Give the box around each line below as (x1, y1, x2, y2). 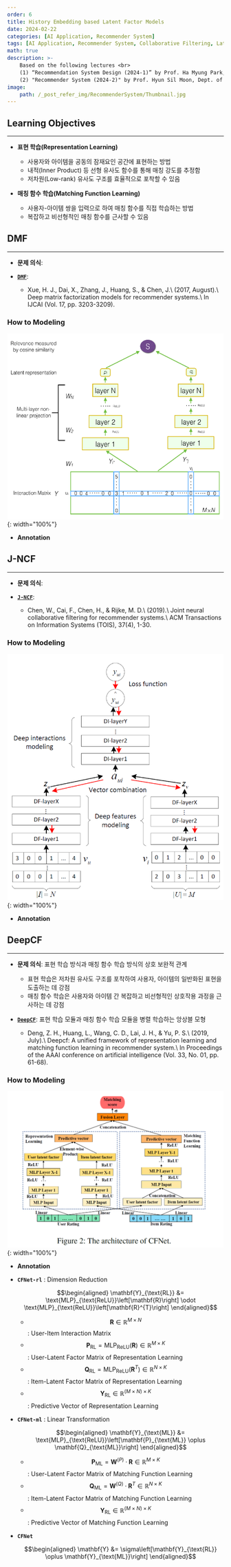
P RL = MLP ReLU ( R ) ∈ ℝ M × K (86, 1339, 166, 1350)
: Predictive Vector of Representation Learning (27, 1401, 159, 1410)
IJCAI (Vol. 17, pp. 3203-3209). (27, 300, 115, 308)
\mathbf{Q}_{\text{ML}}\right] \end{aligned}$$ (54, 1442, 187, 1451)
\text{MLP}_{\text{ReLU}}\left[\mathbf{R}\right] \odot (45, 1296, 196, 1304)
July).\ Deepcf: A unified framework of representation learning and (27, 1036, 217, 1044)
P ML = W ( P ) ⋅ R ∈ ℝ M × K (91, 1456, 160, 1467)
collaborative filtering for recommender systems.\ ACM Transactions (27, 613, 222, 621)
